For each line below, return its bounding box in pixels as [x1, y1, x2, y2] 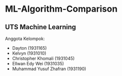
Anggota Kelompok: [5, 36, 45, 41]
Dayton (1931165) [12, 45, 47, 51]
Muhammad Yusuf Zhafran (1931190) [12, 66, 86, 72]
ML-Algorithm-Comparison [5, 3, 118, 15]
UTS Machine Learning [5, 23, 77, 31]
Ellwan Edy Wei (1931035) [12, 61, 64, 66]
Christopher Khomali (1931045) [12, 56, 75, 61]
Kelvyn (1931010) [12, 50, 46, 56]
